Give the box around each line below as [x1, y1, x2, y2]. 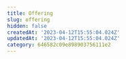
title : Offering [7, 9, 53, 17]
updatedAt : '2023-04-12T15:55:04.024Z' [7, 35, 121, 42]
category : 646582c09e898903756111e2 [7, 41, 111, 48]
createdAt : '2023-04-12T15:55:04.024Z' [7, 28, 121, 36]
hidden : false [7, 22, 48, 29]
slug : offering [7, 16, 50, 23]
